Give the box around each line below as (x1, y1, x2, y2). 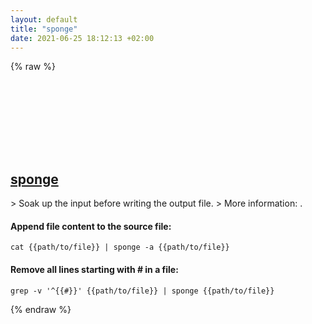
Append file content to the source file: (10, 220, 172, 232)
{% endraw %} (10, 303, 72, 315)
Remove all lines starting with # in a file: (10, 263, 179, 275)
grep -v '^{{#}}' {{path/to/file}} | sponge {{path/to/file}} (10, 286, 275, 296)
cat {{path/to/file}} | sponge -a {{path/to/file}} (10, 242, 230, 253)
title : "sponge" (10, 24, 78, 34)
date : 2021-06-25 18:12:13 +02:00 (10, 33, 155, 43)
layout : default (10, 14, 78, 25)
